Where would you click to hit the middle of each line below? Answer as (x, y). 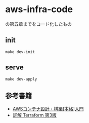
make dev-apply (21, 79)
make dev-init (20, 52)
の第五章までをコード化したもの (38, 24)
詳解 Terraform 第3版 (34, 115)
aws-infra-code (39, 9)
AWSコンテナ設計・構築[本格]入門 (48, 109)
